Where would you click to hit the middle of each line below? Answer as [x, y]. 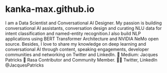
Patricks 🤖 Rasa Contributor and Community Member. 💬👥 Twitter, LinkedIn [81, 60]
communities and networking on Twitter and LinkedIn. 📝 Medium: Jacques [82, 54]
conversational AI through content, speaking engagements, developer [77, 49]
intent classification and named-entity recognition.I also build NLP [73, 33]
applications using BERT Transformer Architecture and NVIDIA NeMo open [82, 39]
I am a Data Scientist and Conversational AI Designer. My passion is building [83, 23]
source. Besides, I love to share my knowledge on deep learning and [76, 44]
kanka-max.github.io [50, 9]
